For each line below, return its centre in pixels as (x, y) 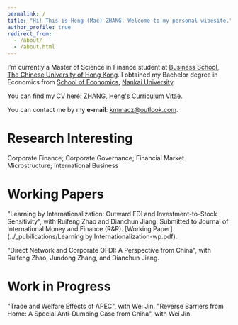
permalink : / (27, 14)
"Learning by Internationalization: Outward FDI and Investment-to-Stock (112, 214)
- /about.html (34, 47)
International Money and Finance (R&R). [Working (80, 228)
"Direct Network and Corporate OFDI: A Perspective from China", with (109, 250)
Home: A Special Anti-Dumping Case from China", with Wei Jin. (100, 314)
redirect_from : (30, 34)
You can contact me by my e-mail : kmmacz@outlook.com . (93, 110)
